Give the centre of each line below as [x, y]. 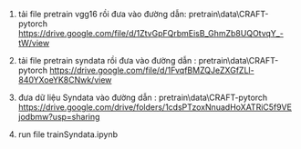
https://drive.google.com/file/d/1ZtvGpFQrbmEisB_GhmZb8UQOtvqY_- [151, 33]
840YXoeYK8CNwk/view [65, 80]
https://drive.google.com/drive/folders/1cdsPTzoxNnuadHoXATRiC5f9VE [155, 107]
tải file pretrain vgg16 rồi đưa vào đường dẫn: [102, 14]
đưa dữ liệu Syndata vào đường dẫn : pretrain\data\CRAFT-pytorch [143, 97]
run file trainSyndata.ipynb [68, 134]
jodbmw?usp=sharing [59, 117]
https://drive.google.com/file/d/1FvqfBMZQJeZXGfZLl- [152, 70]
